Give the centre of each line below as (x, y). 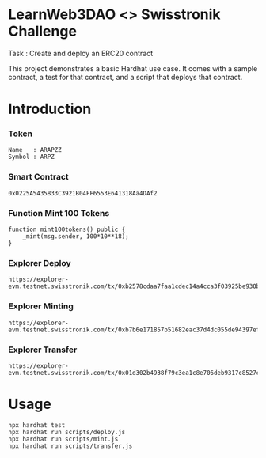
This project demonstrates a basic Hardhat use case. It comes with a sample (133, 68)
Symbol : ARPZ (32, 157)
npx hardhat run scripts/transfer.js (70, 446)
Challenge (43, 31)
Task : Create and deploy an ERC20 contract (81, 53)
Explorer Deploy (40, 263)
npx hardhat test (37, 425)
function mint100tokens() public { (67, 230)
